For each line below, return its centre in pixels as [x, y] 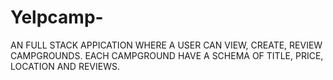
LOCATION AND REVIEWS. [65, 66]
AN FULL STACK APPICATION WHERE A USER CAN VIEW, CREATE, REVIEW [166, 45]
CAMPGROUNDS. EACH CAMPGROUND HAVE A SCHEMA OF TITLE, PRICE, [167, 55]
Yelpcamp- [57, 17]
